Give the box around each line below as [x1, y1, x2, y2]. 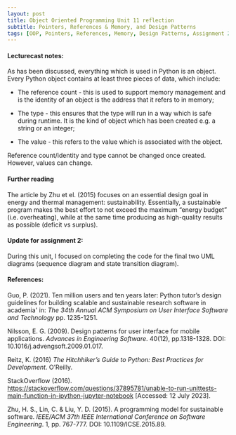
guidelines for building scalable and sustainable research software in [7, 299, 206, 307]
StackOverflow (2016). [7, 377, 72, 385]
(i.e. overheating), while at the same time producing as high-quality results [7, 213, 223, 221]
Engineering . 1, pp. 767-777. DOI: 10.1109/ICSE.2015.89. [7, 420, 166, 429]
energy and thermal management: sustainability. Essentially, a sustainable [7, 198, 221, 206]
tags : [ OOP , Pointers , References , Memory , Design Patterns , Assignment [7, 29, 225, 37]
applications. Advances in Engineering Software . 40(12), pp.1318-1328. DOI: [7, 335, 226, 343]
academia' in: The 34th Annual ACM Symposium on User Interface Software [7, 306, 228, 314]
